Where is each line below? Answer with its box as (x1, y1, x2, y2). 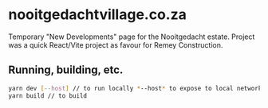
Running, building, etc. (8, 64, 124, 77)
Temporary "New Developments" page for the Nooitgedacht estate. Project (8, 32, 255, 41)
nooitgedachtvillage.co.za (8, 6, 187, 24)
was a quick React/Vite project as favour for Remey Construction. (8, 40, 223, 49)
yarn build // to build (8, 91, 88, 100)
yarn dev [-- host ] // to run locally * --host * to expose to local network (8, 84, 262, 92)
